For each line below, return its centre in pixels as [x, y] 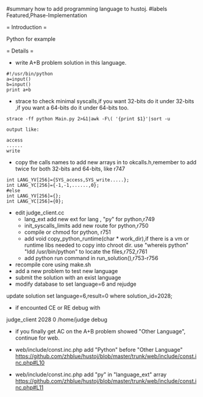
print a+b [19, 90]
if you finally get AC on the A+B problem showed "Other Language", [100, 331]
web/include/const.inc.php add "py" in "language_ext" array [91, 374]
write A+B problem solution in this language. [71, 63]
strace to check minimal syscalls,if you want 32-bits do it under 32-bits [105, 101]
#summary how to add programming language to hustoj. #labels [87, 9]
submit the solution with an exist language [68, 278]
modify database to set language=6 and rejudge [76, 284]
